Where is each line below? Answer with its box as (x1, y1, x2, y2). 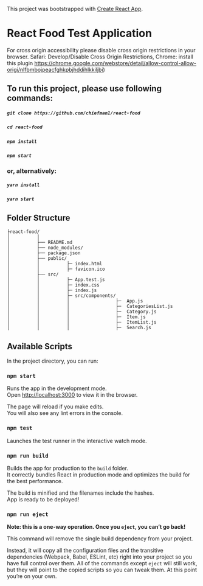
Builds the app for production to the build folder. (7, 464, 129, 472)
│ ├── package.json (7, 250, 81, 256)
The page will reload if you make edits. (7, 403, 104, 410)
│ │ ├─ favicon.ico (7, 266, 105, 273)
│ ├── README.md (7, 240, 72, 246)
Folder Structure (7, 212, 71, 223)
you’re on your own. (7, 573, 57, 580)
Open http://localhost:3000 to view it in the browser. (7, 391, 138, 399)
